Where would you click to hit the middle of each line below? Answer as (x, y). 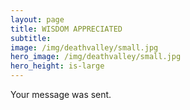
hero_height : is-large (57, 66)
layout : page (37, 19)
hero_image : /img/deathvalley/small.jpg (96, 57)
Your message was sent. (61, 94)
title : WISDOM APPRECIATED (66, 29)
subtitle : (31, 38)
